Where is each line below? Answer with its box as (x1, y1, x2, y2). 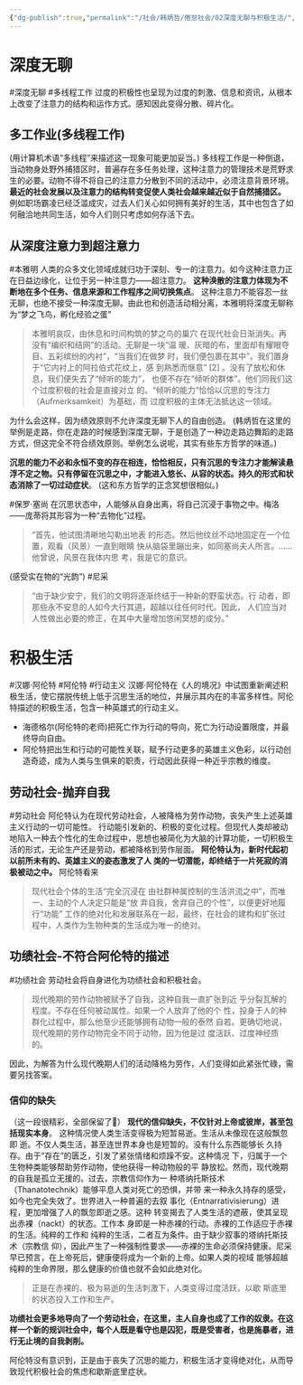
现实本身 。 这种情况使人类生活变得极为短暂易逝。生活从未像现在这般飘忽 (16, 1127, 289, 1139)
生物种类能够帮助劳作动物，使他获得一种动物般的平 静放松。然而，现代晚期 (9, 1162, 289, 1173)
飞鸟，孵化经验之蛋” (36, 309, 112, 320)
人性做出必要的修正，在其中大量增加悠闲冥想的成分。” (31, 613, 229, 624)
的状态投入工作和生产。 (31, 1294, 119, 1305)
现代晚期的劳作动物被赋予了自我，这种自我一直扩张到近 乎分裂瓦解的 (31, 994, 287, 1004)
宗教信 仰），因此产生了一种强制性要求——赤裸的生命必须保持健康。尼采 (24, 1240, 292, 1252)
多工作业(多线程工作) (9, 127, 125, 142)
